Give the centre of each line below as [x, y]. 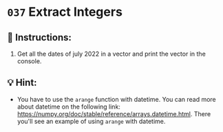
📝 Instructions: [40, 37]
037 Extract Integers [65, 12]
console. [29, 61]
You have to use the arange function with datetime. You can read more [117, 99]
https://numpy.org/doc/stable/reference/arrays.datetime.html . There [114, 113]
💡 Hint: [22, 83]
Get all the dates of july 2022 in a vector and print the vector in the [111, 54]
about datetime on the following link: [68, 107]
